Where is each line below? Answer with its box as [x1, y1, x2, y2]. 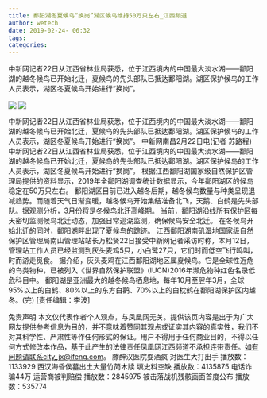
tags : [8, 33, 26, 42]
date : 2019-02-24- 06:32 [8, 26, 91, 34]
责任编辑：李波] [38, 296, 91, 305]
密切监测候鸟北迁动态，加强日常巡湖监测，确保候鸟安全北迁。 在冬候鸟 [14, 216, 247, 226]
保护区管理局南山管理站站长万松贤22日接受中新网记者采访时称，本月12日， [8, 236, 254, 245]
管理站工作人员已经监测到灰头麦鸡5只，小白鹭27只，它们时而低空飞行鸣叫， [8, 245, 257, 255]
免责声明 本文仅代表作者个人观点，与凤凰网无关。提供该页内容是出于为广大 [8, 312, 254, 322]
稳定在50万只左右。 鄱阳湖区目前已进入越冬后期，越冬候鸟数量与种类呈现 [8, 186, 249, 195]
